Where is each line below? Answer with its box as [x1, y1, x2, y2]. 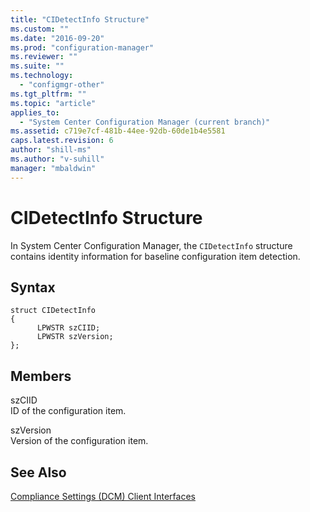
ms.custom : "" [10, 24, 70, 34]
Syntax [10, 279, 56, 296]
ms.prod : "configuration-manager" [10, 42, 155, 53]
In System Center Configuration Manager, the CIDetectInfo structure [10, 239, 293, 251]
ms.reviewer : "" [10, 52, 78, 62]
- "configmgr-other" [19, 80, 105, 90]
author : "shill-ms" [10, 145, 92, 155]
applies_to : [10, 107, 60, 118]
